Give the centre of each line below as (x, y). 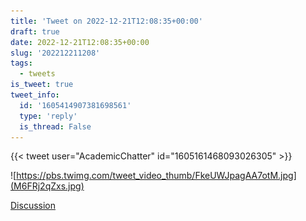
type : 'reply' (48, 116)
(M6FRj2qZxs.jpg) (47, 186)
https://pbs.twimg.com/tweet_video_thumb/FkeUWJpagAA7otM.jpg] (156, 176)
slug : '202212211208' (55, 53)
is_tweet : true (42, 85)
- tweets (37, 74)
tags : (21, 63)
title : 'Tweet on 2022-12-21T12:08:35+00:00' (106, 21)
